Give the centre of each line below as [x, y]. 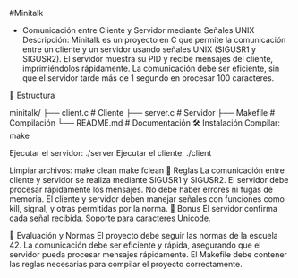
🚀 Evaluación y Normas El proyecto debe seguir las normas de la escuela [144, 235]
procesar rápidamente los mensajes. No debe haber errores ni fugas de [141, 189]
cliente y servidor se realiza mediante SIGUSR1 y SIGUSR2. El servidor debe [149, 180]
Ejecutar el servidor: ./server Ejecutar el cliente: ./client [111, 153]
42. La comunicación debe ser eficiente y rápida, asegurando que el [135, 245]
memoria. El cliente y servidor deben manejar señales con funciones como [147, 199]
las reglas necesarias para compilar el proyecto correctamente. [126, 264]
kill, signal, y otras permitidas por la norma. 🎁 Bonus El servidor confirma [143, 208]
